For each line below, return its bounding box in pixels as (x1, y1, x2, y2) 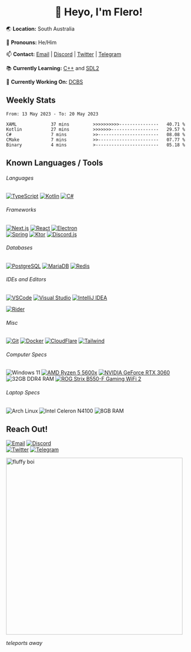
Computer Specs (6, 351, 47, 358)
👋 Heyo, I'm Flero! (55, 5, 143, 19)
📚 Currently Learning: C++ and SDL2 (6, 64, 99, 71)
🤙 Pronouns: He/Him (6, 38, 57, 46)
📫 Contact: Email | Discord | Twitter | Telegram (6, 50, 122, 58)
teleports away (6, 640, 43, 647)
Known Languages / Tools (6, 158, 103, 168)
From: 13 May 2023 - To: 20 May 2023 (6, 111, 99, 117)
